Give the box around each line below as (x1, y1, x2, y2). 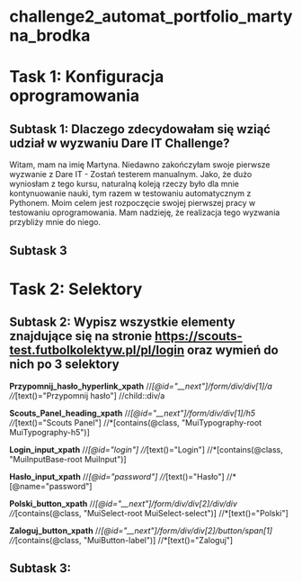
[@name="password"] (9, 480, 93, 491)
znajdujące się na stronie (9, 328, 153, 344)
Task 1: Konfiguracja (9, 67, 164, 87)
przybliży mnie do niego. (9, 217, 102, 228)
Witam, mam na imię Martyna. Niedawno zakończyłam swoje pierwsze (9, 159, 271, 170)
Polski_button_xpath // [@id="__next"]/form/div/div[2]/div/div (9, 497, 238, 509)
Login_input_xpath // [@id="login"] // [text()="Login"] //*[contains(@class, (9, 443, 283, 455)
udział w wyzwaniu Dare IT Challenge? (9, 135, 231, 150)
